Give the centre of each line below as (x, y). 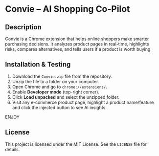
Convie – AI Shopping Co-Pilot (68, 9)
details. (12, 149)
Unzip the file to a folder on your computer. (56, 81)
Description (23, 27)
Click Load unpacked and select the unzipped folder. (66, 97)
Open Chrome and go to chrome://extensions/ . (60, 87)
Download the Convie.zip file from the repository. (62, 76)
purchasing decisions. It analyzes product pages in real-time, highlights (77, 44)
